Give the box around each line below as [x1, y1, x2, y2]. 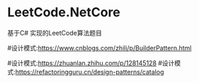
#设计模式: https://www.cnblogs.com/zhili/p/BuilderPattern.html [7, 43, 192, 52]
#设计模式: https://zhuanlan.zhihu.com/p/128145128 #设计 [7, 58, 175, 67]
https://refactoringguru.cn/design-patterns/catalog [15, 67, 164, 76]
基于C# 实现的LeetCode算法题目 [7, 28, 103, 37]
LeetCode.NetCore [7, 4, 120, 21]
